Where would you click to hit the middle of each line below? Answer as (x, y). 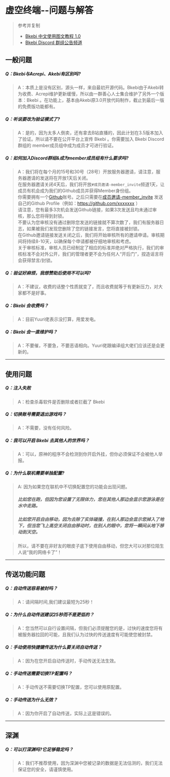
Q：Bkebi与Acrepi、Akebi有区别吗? (43, 73)
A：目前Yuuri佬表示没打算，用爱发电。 (58, 319)
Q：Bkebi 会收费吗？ (27, 305)
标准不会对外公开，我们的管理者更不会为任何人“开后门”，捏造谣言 (91, 254)
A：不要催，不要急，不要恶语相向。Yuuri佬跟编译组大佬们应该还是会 (89, 345)
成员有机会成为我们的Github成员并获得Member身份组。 (75, 191)
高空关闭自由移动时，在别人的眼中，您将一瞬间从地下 (104, 526)
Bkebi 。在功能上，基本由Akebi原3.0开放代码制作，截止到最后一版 (95, 100)
